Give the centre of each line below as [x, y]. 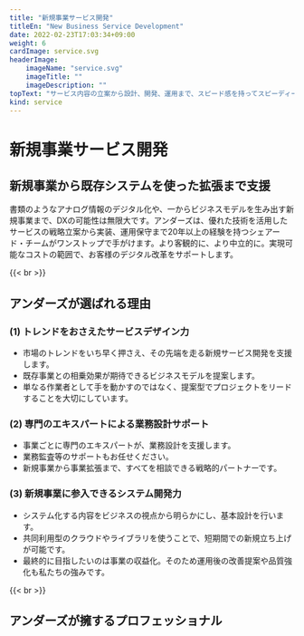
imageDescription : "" [66, 85]
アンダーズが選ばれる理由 [81, 303]
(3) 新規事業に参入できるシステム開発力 [96, 494]
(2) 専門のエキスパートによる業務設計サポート [109, 424]
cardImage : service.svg [54, 52]
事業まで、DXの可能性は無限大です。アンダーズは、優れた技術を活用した [152, 221]
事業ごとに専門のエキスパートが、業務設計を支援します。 [129, 446]
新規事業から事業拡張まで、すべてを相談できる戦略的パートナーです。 [152, 468]
